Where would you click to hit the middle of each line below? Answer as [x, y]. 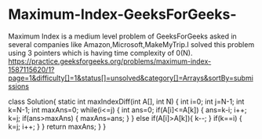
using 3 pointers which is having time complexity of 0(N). [100, 53]
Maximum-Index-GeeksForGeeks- [122, 15]
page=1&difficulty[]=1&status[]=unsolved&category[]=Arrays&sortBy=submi [131, 78]
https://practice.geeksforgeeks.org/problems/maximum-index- [110, 61]
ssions [19, 86]
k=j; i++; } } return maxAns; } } [57, 126]
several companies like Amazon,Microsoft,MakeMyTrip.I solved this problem [131, 44]
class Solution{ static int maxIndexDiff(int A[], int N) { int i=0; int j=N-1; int [126, 101]
